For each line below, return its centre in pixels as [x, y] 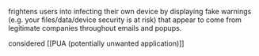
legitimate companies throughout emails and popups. [95, 28]
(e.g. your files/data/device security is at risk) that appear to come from [125, 20]
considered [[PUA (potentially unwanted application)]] [96, 43]
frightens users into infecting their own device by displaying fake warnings [130, 11]
